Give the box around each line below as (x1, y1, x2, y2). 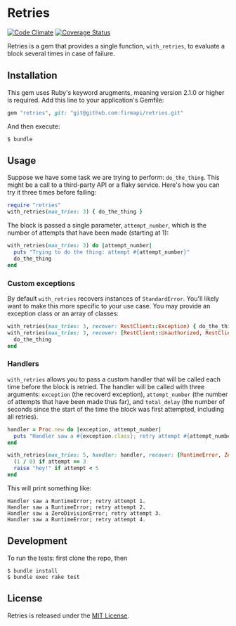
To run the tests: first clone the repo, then (7, 554, 128, 562)
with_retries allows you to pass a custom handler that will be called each (7, 374, 221, 384)
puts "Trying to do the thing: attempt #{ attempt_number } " (13, 249, 190, 256)
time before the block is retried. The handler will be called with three (7, 382, 205, 391)
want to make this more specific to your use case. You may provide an (7, 301, 211, 310)
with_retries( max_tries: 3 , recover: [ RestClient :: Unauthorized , (7, 329, 202, 337)
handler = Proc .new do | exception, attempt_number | (7, 426, 162, 433)
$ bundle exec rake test (7, 573, 80, 580)
